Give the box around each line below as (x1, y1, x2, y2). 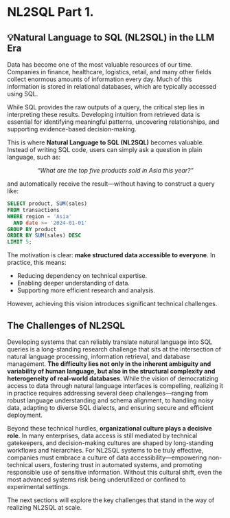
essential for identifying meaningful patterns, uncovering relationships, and (7, 118, 220, 126)
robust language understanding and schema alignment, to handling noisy (7, 396, 214, 404)
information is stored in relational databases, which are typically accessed (7, 83, 217, 90)
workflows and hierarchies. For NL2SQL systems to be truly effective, (7, 446, 204, 454)
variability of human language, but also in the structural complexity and (7, 367, 216, 375)
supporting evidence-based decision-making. (7, 125, 137, 133)
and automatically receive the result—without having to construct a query (7, 180, 215, 188)
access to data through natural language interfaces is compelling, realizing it (7, 381, 224, 389)
